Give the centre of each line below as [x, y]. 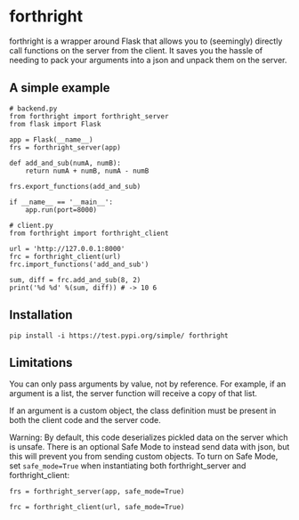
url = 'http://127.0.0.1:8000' [67, 248]
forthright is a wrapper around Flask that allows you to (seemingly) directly [146, 41]
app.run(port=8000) [61, 210]
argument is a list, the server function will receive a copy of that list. [133, 394]
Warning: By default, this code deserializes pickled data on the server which [149, 437]
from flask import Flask [55, 124]
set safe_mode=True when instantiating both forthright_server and [128, 466]
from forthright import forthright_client [89, 233]
